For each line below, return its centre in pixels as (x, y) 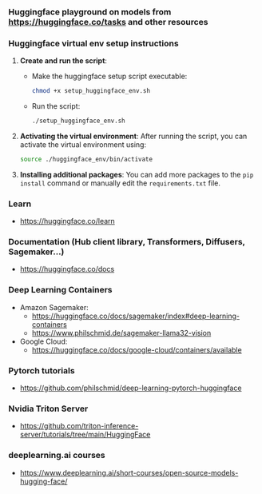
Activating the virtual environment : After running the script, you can (133, 136)
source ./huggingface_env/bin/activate (86, 159)
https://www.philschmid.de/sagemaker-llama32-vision (121, 333)
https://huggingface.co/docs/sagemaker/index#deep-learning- (135, 316)
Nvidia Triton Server (48, 408)
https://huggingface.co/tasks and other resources (109, 22)
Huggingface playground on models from (90, 12)
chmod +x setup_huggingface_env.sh (91, 91)
